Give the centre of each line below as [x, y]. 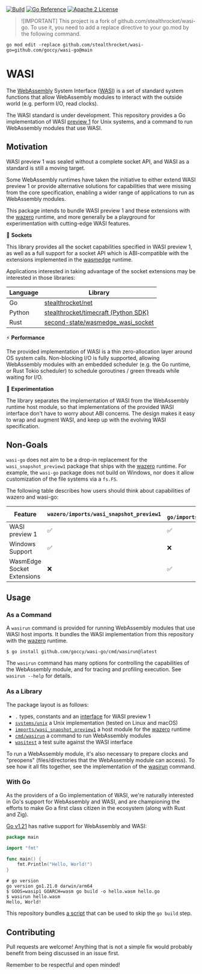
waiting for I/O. [25, 377]
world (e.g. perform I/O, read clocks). [52, 103]
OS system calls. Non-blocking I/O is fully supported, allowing [83, 358]
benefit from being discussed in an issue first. [63, 953]
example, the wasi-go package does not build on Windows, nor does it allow [100, 472]
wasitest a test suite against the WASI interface [74, 742]
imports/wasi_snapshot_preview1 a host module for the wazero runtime [103, 729]
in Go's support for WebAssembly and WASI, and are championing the [93, 802]
